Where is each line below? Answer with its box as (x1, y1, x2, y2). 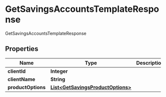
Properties (5, 45, 39, 53)
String (50, 76, 66, 83)
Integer (50, 68, 68, 75)
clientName (7, 76, 36, 83)
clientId (7, 68, 26, 75)
